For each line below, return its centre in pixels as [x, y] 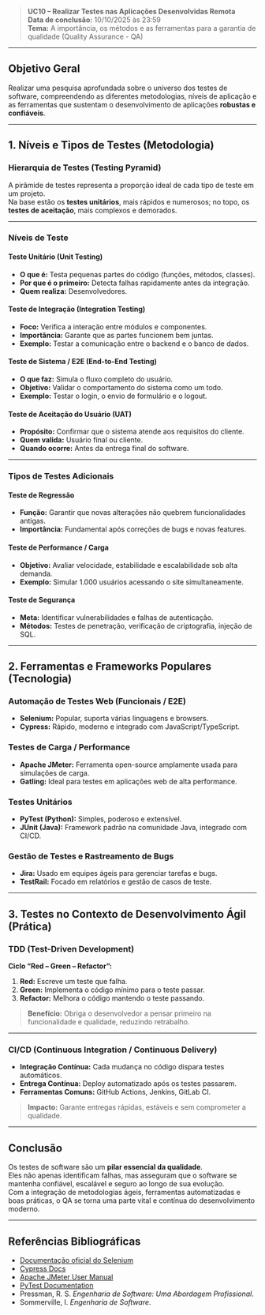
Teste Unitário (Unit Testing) [56, 257]
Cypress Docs [43, 1268]
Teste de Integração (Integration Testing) [77, 309]
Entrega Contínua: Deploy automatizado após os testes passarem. [128, 1084]
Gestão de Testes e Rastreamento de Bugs [91, 856]
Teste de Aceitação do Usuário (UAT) [70, 414]
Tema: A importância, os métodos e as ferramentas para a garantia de [142, 28]
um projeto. [27, 193]
